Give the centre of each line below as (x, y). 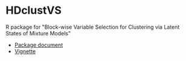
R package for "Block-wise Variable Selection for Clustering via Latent (93, 27)
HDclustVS (34, 10)
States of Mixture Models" (38, 33)
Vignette (25, 51)
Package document (39, 45)
